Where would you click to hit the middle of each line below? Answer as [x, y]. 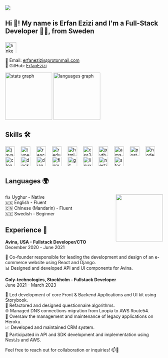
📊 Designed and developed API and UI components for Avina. [69, 268]
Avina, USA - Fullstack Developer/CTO [46, 242]
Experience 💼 [26, 230]
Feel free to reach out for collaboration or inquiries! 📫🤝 [62, 350]
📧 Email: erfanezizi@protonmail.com [42, 60]
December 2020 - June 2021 [35, 248]
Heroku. [13, 322]
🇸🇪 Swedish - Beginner [30, 214]
